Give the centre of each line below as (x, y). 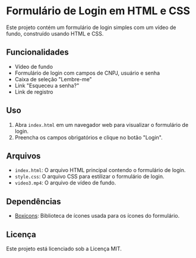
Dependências (34, 201)
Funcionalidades (38, 52)
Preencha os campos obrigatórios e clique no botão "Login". (89, 137)
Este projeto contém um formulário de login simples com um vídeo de (91, 27)
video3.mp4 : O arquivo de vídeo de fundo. (65, 183)
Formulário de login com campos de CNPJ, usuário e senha (87, 73)
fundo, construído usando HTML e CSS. (55, 33)
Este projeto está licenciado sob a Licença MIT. (64, 249)
